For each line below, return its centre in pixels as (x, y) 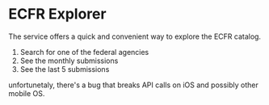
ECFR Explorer (57, 14)
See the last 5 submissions (65, 69)
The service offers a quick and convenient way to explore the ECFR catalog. (134, 36)
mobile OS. (27, 93)
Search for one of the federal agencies (84, 52)
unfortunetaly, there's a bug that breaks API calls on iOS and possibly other (133, 85)
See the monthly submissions (69, 61)
